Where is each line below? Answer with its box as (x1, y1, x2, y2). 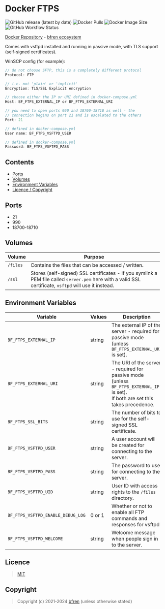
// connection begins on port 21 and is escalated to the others (5, 113, 141, 118)
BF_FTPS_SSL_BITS (7, 419, 48, 424)
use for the (111, 415, 137, 422)
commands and (111, 515, 147, 522)
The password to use (111, 462, 161, 469)
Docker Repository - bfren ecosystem (5, 34, 82, 40)
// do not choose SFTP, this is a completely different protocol (5, 67, 141, 73)
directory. (111, 494, 134, 501)
